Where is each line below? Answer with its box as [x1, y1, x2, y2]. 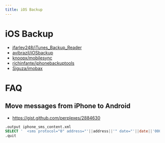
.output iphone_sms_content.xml [5, 124, 71, 129]
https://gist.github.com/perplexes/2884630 [12, 115, 101, 120]
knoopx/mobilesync [12, 55, 53, 61]
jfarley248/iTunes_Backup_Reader [12, 45, 82, 50]
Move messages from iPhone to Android [5, 102, 131, 110]
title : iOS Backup [5, 7, 43, 12]
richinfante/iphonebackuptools [12, 60, 75, 66]
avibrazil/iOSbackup [12, 49, 54, 55]
